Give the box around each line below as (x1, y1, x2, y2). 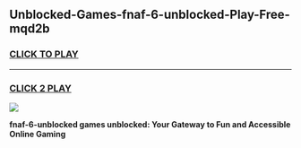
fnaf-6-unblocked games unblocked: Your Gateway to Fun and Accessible (9, 118, 291, 129)
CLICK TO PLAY (9, 48, 79, 61)
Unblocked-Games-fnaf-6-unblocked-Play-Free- (9, 7, 291, 22)
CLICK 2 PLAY (9, 82, 72, 94)
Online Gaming (9, 128, 66, 139)
